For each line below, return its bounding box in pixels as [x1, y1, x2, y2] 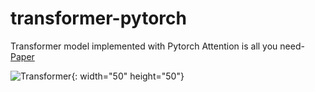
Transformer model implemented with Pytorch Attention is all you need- [10, 40, 305, 52]
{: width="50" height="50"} [71, 70, 185, 82]
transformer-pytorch [10, 7, 187, 30]
